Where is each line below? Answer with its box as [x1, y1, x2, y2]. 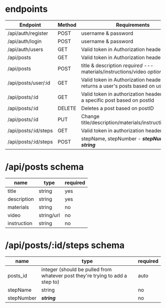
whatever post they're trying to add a [41, 272, 127, 279]
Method [57, 21, 77, 28]
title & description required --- [81, 62, 154, 69]
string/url [39, 212, 60, 219]
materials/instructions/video [81, 68, 147, 75]
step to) [41, 278, 60, 285]
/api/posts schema [5, 161, 84, 173]
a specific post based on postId [81, 97, 155, 104]
